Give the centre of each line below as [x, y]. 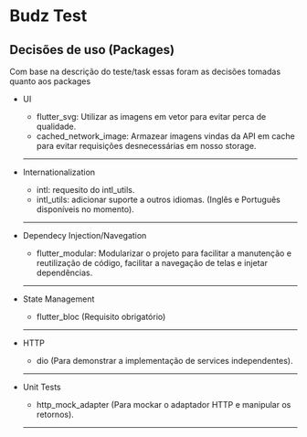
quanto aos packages [50, 81]
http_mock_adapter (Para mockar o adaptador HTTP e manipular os [164, 405]
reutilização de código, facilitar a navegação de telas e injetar [152, 263]
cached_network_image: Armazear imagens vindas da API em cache [165, 136]
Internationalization [59, 172]
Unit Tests [42, 387]
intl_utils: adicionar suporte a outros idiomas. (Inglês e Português [158, 199]
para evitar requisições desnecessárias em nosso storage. [146, 146]
